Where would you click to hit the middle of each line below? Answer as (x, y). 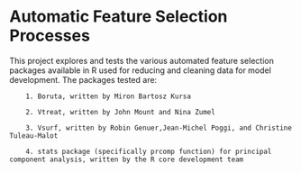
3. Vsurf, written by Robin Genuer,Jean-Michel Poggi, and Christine (159, 128)
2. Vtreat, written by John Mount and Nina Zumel (121, 112)
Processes (50, 36)
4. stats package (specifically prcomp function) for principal (149, 151)
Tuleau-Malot (34, 136)
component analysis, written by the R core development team (127, 159)
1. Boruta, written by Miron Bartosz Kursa (109, 96)
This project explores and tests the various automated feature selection (142, 60)
